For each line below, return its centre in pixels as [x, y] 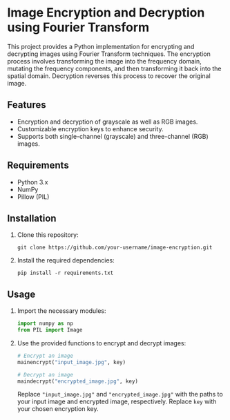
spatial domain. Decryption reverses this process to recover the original [109, 76]
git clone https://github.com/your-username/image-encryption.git [115, 248]
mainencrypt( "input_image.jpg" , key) [71, 362]
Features [27, 105]
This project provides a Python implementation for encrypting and [101, 46]
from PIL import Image [50, 330]
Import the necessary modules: [61, 311]
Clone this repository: [48, 235]
